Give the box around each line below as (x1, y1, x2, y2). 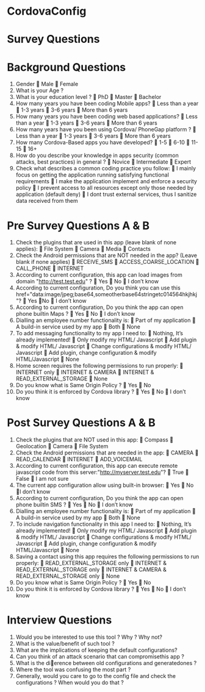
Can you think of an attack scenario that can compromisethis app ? (15, 653, 185, 660)
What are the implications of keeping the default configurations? (15, 646, 178, 654)
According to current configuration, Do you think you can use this (15, 284, 181, 291)
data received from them (15, 197, 78, 205)
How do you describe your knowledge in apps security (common (15, 151, 179, 159)
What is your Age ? (15, 87, 63, 94)
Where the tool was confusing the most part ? (15, 666, 131, 673)
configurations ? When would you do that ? (15, 679, 124, 687)
